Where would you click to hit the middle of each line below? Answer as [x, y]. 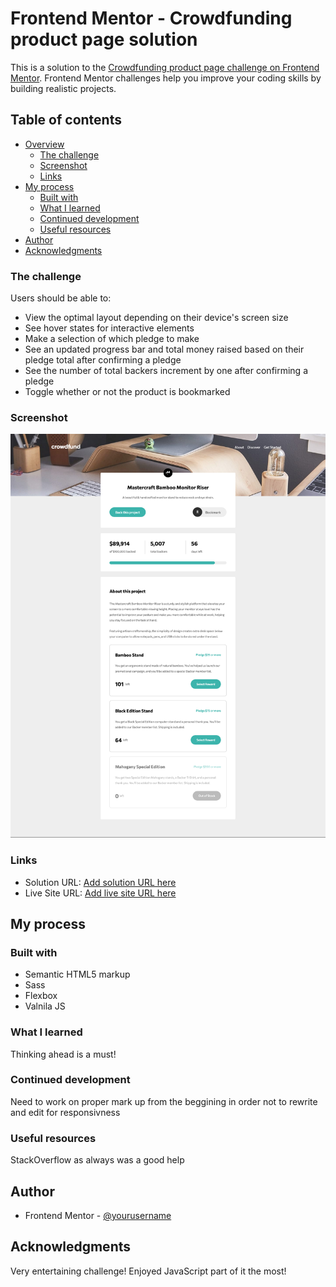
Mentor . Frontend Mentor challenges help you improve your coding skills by [166, 78]
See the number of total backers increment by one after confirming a [166, 371]
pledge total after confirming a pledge [103, 360]
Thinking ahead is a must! [63, 1054]
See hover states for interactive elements [109, 328]
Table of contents [66, 120]
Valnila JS [45, 1006]
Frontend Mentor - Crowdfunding [151, 18]
